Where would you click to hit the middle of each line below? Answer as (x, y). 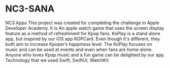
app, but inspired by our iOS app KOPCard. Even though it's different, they (83, 39)
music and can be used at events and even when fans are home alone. (79, 49)
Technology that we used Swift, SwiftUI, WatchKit (57, 60)
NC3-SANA (30, 9)
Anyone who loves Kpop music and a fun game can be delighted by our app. (85, 55)
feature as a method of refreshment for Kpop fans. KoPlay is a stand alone (83, 33)
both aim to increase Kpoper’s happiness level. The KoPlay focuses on (79, 44)
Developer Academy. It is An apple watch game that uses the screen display (85, 28)
